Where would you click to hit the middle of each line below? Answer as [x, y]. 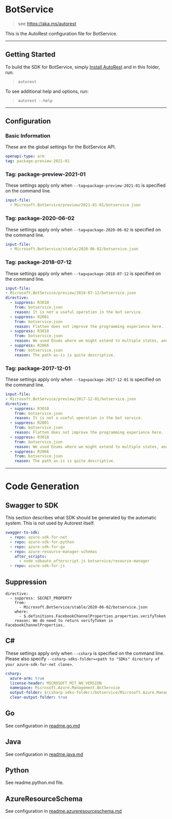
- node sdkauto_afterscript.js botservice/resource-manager [84, 561]
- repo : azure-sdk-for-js [38, 566]
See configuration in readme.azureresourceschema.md [63, 811]
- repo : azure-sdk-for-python [42, 542]
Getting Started [30, 55]
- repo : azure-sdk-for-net [39, 537]
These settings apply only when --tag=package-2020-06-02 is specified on [83, 229]
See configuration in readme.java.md [44, 754]
